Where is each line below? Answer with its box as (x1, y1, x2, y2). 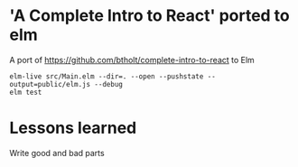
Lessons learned (9, 118, 137, 138)
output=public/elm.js (9, 79, 91, 88)
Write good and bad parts (9, 147, 106, 158)
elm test (9, 88, 42, 97)
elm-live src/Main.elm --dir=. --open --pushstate (9, 71, 204, 81)
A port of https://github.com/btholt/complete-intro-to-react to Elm (9, 54, 255, 65)
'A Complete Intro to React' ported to (9, 5, 291, 26)
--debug (94, 79, 124, 88)
